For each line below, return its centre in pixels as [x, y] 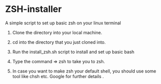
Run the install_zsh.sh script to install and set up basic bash [73, 52]
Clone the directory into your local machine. [57, 32]
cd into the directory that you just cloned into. [59, 42]
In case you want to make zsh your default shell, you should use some [84, 71]
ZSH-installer [34, 9]
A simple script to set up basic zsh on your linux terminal [63, 23]
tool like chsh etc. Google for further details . [58, 76]
